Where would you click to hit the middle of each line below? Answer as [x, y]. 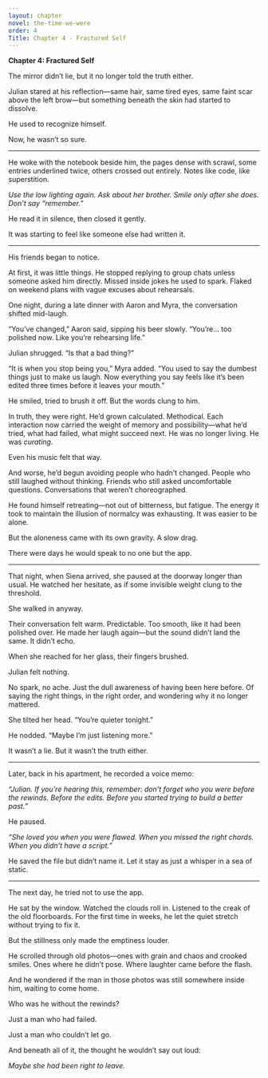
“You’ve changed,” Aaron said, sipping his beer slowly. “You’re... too [120, 329]
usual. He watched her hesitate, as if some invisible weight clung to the [125, 585]
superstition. [29, 180]
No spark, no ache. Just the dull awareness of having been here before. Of [131, 688]
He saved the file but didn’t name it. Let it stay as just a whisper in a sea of [130, 861]
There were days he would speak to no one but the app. [100, 553]
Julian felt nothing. [39, 672]
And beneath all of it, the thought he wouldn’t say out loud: [104, 1050]
